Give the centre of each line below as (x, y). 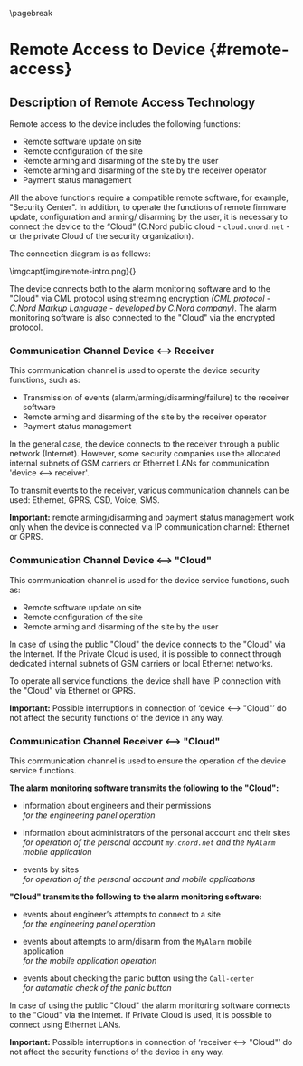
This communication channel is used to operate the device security (135, 370)
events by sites (51, 869)
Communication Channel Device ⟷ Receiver (112, 351)
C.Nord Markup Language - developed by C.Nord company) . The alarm (143, 308)
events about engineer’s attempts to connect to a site (122, 914)
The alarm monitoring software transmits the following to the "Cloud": (144, 788)
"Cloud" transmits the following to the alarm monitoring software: (136, 897)
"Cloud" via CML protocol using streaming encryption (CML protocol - (140, 298)
